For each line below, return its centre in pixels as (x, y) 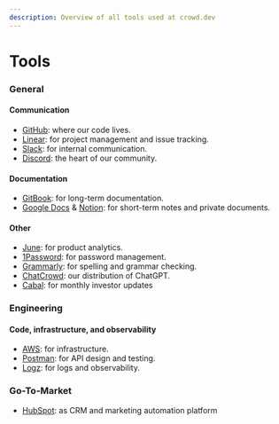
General (27, 89)
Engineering (36, 309)
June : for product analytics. (73, 247)
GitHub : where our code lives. (76, 130)
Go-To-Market (41, 391)
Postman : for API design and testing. (89, 358)
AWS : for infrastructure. (65, 349)
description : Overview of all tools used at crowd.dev (112, 17)
